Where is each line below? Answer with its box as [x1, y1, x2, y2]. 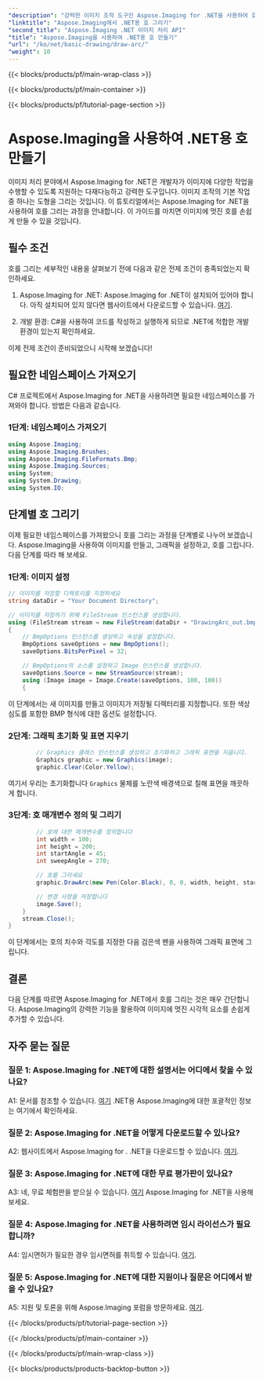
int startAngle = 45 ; [36, 849, 107, 858]
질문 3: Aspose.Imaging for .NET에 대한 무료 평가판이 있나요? [8, 1168, 233, 1179]
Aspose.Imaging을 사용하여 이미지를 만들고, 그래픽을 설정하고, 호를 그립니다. [18, 539, 254, 550]
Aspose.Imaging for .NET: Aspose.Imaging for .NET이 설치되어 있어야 [19, 290, 240, 299]
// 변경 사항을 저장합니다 [36, 893, 108, 901]
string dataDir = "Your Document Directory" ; [8, 597, 159, 605]
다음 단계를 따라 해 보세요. [8, 550, 88, 559]
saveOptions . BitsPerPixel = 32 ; [22, 648, 128, 656]
